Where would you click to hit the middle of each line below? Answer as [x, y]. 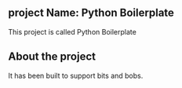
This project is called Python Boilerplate [73, 31]
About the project [52, 57]
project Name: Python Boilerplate [91, 13]
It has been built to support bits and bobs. [76, 75]
